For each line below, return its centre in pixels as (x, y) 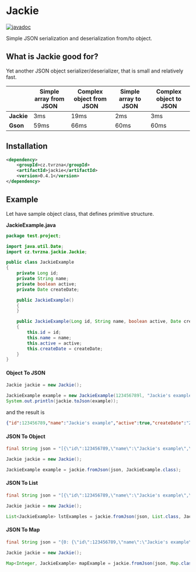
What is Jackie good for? (52, 57)
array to (130, 99)
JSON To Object (26, 436)
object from (90, 99)
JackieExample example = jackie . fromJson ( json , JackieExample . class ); (94, 470)
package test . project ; (34, 236)
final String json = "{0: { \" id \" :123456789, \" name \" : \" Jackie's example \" (100, 542)
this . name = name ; (49, 337)
